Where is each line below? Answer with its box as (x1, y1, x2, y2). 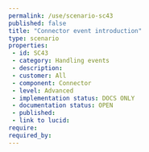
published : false (8, 19, 67, 27)
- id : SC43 (11, 49, 48, 57)
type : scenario (8, 34, 60, 43)
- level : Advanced (11, 86, 74, 95)
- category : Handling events (11, 57, 110, 65)
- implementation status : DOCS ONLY (11, 94, 135, 102)
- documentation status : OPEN (11, 101, 114, 109)
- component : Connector (11, 79, 92, 87)
